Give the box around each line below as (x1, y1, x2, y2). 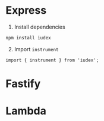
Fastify (5, 77, 41, 90)
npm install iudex (5, 35, 51, 41)
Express (5, 4, 47, 17)
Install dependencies (14, 23, 66, 30)
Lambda (5, 104, 47, 118)
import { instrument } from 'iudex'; (5, 57, 99, 63)
